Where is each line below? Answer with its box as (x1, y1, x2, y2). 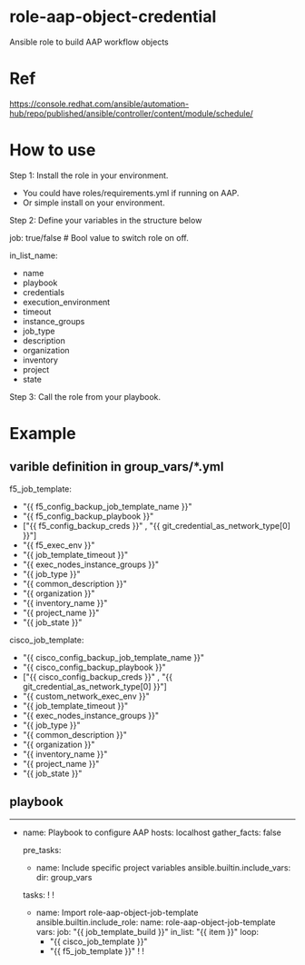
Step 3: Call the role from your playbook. (9, 391, 162, 402)
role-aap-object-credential (9, 6, 217, 27)
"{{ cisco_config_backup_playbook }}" (22, 662, 166, 672)
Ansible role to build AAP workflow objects (9, 36, 170, 47)
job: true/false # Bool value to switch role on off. (9, 232, 189, 243)
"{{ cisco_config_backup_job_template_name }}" (22, 652, 205, 662)
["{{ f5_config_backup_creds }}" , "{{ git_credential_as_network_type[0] (22, 520, 290, 531)
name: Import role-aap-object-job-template (35, 907, 199, 918)
